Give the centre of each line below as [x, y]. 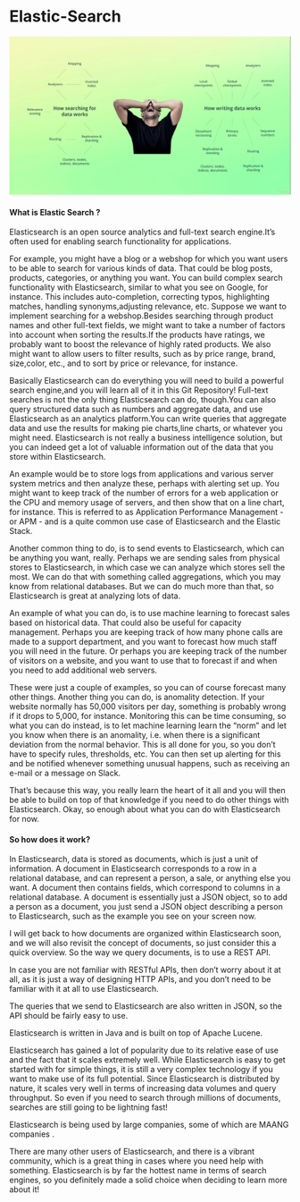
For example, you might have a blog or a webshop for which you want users [149, 259]
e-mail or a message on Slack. [65, 773]
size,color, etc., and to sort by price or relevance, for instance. [124, 363]
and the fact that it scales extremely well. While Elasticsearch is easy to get [147, 1060]
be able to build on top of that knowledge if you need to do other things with [149, 800]
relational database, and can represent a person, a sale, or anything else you [150, 878]
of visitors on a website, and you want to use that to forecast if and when [143, 661]
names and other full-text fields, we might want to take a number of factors [147, 326]
